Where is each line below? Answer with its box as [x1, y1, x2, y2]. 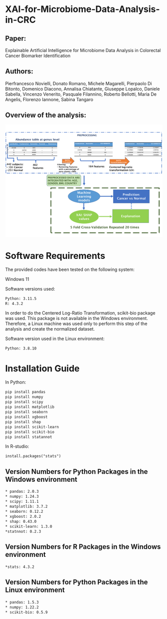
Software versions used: [5, 286, 55, 292]
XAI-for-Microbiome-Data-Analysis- [5, 4, 161, 15]
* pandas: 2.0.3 [5, 489, 39, 494]
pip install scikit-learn [5, 425, 59, 430]
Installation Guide [5, 363, 80, 374]
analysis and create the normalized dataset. [5, 326, 95, 332]
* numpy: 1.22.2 [5, 604, 39, 609]
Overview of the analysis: [5, 111, 86, 120]
